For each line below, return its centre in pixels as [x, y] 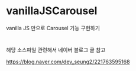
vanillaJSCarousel [52, 11]
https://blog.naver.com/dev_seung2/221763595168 [68, 62]
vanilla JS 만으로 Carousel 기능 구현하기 [53, 28]
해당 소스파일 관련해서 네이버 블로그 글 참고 [56, 50]
